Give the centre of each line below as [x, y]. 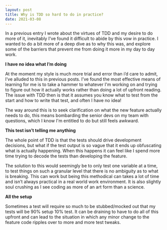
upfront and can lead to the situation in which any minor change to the [77, 217]
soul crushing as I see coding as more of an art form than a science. [75, 187]
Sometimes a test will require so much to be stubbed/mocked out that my [81, 206]
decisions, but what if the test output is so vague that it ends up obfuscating [83, 145]
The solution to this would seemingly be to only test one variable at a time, [82, 166]
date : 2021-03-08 [23, 19]
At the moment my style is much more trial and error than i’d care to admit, [82, 74]
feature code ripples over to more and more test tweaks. [63, 222]
